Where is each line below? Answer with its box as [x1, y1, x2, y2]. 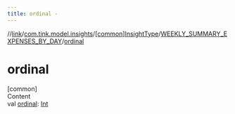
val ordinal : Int [7, 99, 49, 108]
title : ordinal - [7, 10, 58, 17]
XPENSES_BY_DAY [7, 36, 62, 45]
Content [7, 92, 31, 100]
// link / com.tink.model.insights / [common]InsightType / [7, 29, 161, 38]
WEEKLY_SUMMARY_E [160, 29, 227, 38]
